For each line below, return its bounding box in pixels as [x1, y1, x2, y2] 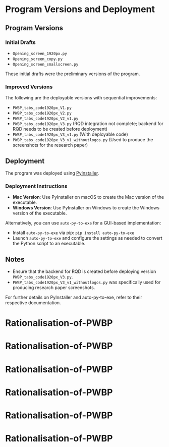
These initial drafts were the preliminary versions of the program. [5, 71, 140, 77]
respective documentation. [5, 300, 62, 306]
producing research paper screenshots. [12, 285, 95, 291]
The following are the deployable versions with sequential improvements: [5, 95, 157, 101]
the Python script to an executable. [12, 241, 86, 247]
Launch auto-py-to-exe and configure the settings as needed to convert [12, 235, 162, 241]
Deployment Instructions [5, 183, 68, 190]
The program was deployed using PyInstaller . [5, 170, 99, 176]
